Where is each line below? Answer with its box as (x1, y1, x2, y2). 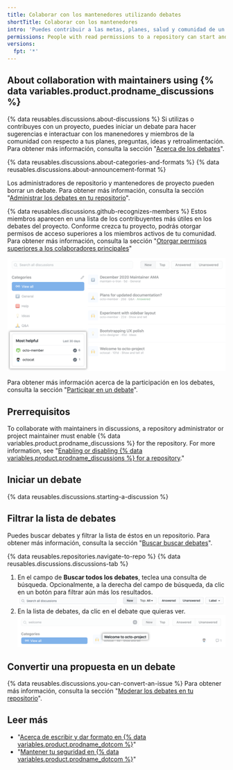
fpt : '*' (13, 48, 39, 55)
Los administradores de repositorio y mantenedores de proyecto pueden (7, 178, 215, 187)
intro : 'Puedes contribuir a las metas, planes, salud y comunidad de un (7, 26, 225, 33)
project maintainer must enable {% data (7, 432, 121, 440)
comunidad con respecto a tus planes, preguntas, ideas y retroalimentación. (7, 136, 225, 146)
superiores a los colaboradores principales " (7, 244, 132, 252)
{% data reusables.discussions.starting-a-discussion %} (7, 492, 169, 501)
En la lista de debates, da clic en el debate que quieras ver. (17, 606, 186, 615)
